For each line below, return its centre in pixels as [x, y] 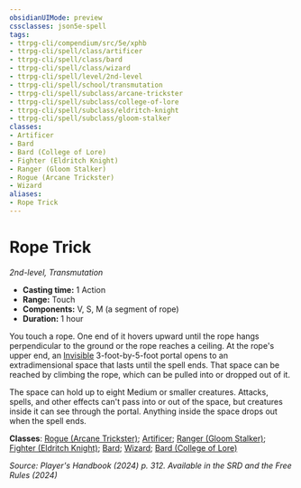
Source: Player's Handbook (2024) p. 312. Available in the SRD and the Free [151, 465]
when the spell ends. [48, 420]
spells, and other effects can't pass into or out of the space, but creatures [146, 401]
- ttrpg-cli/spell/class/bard [66, 60]
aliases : [26, 194]
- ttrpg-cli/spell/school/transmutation [87, 85]
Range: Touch [49, 299]
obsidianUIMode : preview [56, 18]
